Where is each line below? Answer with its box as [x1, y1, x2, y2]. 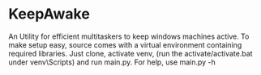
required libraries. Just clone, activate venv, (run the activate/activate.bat [8, 48, 253, 58]
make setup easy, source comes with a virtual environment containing [8, 40, 242, 49]
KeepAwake [8, 5, 91, 23]
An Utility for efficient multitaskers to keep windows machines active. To [8, 31, 250, 41]
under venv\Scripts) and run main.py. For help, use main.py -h [8, 57, 216, 67]
